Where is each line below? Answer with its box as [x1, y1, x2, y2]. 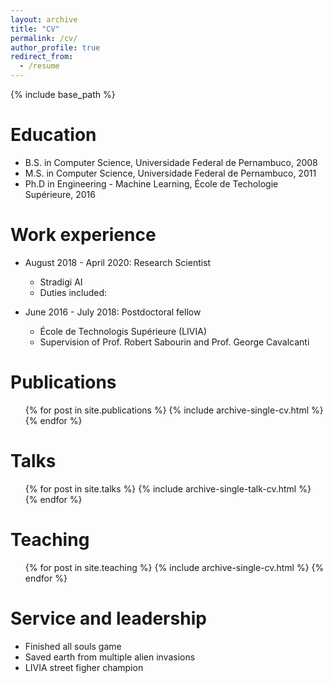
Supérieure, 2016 [24, 188, 96, 200]
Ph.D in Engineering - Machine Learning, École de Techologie [24, 177, 279, 190]
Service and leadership [10, 607, 207, 630]
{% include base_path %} [10, 89, 116, 100]
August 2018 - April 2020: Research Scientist [24, 256, 212, 268]
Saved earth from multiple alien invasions [24, 651, 196, 663]
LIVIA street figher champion [24, 661, 144, 673]
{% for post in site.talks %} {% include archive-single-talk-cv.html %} [24, 482, 312, 495]
